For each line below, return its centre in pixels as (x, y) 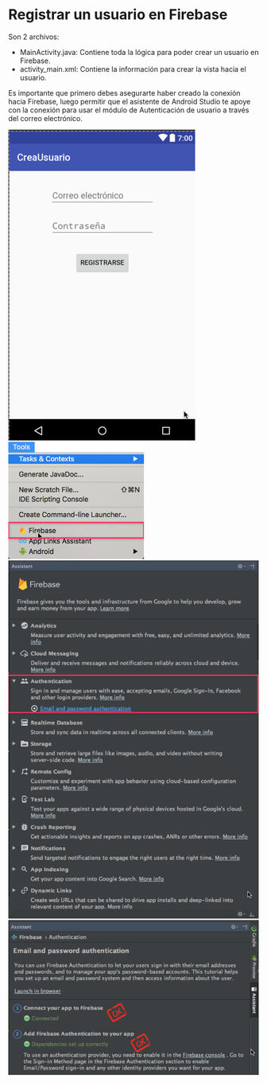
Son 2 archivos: (34, 37)
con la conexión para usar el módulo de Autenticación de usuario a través (129, 110)
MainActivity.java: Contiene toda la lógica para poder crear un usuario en (139, 52)
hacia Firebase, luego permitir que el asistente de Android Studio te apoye (130, 101)
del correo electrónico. (46, 118)
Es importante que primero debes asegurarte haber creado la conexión (124, 92)
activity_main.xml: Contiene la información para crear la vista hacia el (133, 69)
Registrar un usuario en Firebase (118, 15)
